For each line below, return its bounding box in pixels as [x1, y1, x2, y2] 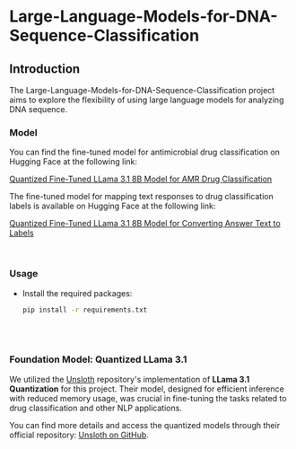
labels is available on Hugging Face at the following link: [9, 200, 216, 212]
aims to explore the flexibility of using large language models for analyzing [9, 94, 284, 105]
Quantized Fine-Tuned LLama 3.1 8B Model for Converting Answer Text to [9, 218, 281, 229]
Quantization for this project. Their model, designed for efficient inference [9, 383, 284, 394]
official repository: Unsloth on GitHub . [9, 429, 150, 440]
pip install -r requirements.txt [22, 305, 148, 314]
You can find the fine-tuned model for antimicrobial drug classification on [9, 146, 281, 158]
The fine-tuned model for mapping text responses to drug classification [9, 191, 274, 202]
